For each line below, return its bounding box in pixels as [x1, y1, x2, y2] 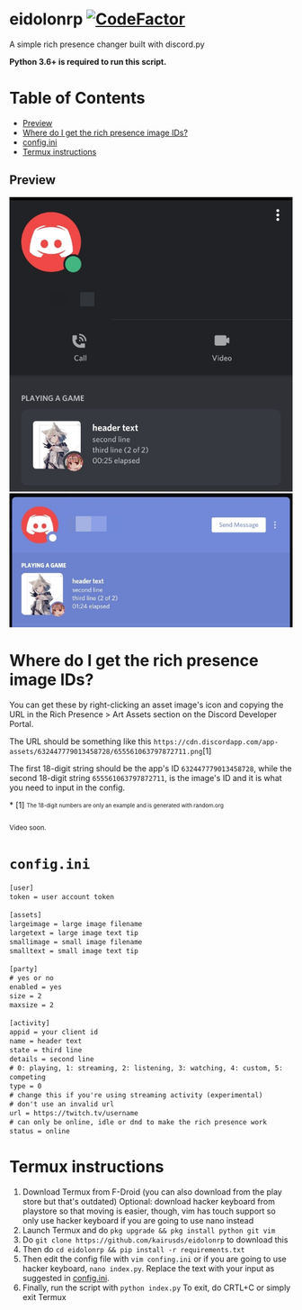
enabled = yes [9, 983, 63, 992]
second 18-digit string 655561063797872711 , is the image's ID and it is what [9, 772, 282, 783]
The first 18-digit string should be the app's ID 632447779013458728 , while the [9, 762, 292, 774]
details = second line [9, 1055, 94, 1064]
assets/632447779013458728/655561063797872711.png [9, 747, 203, 756]
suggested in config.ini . [22, 1273, 110, 1284]
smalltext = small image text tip [9, 947, 139, 956]
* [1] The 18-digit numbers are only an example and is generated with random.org [9, 799, 225, 810]
